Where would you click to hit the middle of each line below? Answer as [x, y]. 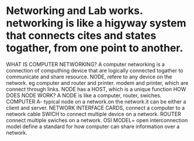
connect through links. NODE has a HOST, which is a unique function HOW [96, 89]
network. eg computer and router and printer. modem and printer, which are [97, 82]
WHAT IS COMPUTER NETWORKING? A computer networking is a [86, 64]
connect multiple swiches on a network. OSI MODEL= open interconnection [97, 120]
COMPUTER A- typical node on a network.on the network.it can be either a [96, 101]
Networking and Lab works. [75, 11]
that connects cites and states [81, 36]
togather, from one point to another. [95, 48]
